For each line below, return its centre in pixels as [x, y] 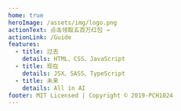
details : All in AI [54, 88]
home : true [26, 15]
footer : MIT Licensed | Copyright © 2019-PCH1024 [91, 95]
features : [24, 45]
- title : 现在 [37, 66]
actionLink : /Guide [40, 37]
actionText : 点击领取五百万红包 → [59, 30]
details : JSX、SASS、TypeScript [74, 73]
